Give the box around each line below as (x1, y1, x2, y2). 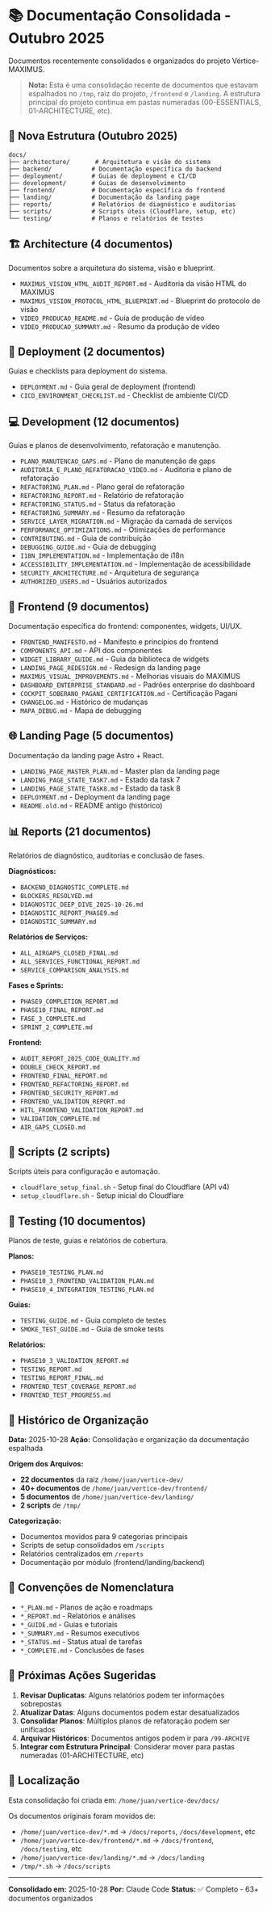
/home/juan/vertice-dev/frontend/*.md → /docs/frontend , (19, 1835, 215, 1845)
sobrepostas (19, 1698, 62, 1708)
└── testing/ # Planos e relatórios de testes (8, 214, 204, 222)
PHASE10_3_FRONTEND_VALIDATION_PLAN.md (19, 1277, 155, 1285)
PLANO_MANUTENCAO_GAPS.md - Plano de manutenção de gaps (19, 456, 216, 466)
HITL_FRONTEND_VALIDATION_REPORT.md (19, 1106, 144, 1114)
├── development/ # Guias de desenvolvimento (8, 179, 186, 187)
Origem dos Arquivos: (8, 1459, 84, 1469)
